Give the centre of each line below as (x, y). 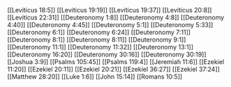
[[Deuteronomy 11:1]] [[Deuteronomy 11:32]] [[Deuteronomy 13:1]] (100, 47)
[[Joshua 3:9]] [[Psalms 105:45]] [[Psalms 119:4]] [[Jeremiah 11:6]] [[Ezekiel (116, 62)
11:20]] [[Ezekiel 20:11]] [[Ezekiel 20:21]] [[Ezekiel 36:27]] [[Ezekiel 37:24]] (113, 69)
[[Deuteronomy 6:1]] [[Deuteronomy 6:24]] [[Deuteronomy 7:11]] (99, 32)
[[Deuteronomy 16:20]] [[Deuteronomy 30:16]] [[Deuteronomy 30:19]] (107, 54)
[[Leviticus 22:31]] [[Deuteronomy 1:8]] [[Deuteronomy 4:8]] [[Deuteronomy (116, 17)
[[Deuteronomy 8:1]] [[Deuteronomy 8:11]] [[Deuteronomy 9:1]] (97, 40)
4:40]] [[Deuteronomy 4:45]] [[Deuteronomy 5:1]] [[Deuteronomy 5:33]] (110, 25)
